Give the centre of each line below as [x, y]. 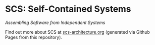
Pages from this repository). [34, 37]
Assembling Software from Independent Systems [55, 22]
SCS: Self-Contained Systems [68, 9]
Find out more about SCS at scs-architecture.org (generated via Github [77, 32]
